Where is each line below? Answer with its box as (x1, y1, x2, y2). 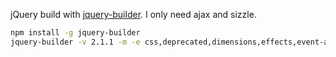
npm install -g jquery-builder (10, 28, 141, 38)
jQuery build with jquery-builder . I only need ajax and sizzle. (10, 9, 257, 20)
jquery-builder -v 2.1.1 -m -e (10, 37, 141, 47)
